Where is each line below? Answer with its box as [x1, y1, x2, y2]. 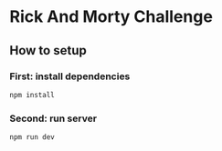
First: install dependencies [9, 70, 131, 83]
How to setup [9, 43, 87, 58]
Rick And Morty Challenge [9, 6, 213, 27]
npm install [9, 90, 55, 99]
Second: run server [9, 112, 98, 125]
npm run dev [9, 133, 55, 142]
